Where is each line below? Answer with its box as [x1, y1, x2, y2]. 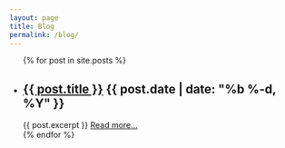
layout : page [9, 13, 59, 23]
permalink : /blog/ [9, 30, 79, 39]
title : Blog [9, 22, 54, 31]
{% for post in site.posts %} [22, 55, 127, 66]
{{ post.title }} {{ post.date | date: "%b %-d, [22, 81, 277, 96]
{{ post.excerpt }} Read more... [22, 120, 138, 131]
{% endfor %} [22, 129, 75, 141]
